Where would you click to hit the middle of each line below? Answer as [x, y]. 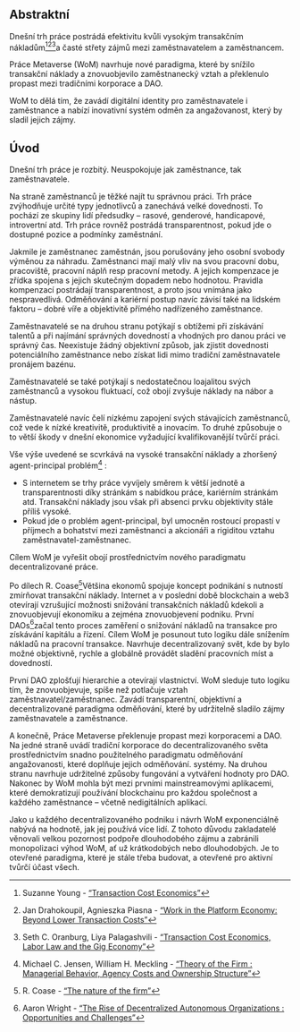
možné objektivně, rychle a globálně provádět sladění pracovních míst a [142, 653]
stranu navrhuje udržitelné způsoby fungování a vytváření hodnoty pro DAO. [150, 774]
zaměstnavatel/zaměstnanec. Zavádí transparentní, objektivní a [126, 699]
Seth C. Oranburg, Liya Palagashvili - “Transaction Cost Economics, [146, 937]
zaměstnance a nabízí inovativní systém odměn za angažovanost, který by [146, 110]
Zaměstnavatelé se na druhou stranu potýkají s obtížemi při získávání [136, 327]
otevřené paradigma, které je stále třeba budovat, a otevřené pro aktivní [141, 857]
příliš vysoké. [46, 511]
